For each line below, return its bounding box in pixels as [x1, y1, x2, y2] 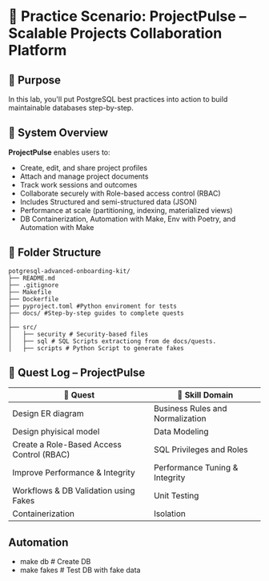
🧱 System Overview [8, 126, 109, 139]
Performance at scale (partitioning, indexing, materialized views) [19, 205, 234, 215]
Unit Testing [153, 490, 199, 502]
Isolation [153, 508, 186, 519]
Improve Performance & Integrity [12, 467, 135, 478]
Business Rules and [153, 403, 227, 414]
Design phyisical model [12, 426, 100, 438]
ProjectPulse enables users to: [8, 147, 110, 157]
